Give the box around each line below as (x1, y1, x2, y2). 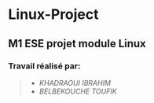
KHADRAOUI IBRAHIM (38, 78, 112, 87)
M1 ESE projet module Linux (8, 37, 147, 50)
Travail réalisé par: (8, 61, 81, 72)
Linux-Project (8, 6, 100, 24)
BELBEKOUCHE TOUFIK (38, 86, 117, 96)
